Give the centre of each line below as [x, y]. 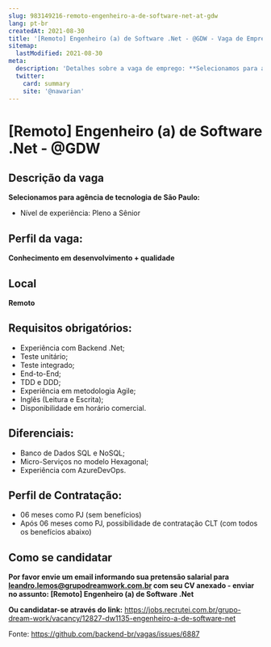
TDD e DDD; [40, 382]
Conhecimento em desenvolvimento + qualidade [92, 258]
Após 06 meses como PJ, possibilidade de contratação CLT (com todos [139, 523]
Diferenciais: [41, 433]
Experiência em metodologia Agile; [78, 391]
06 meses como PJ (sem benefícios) [81, 515]
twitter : [30, 76]
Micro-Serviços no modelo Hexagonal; [84, 461]
